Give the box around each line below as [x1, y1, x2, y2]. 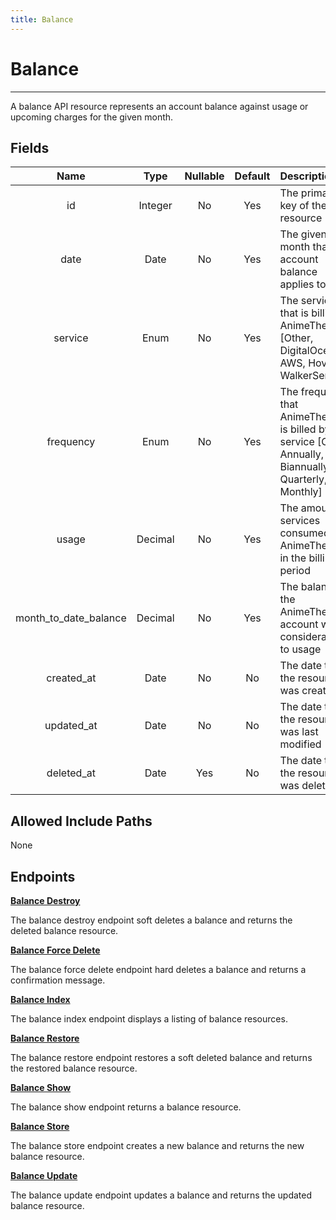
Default [234, 169, 271, 183]
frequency [46, 435, 96, 449]
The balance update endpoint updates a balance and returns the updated [10, 1189, 313, 1201]
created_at [46, 671, 97, 685]
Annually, [279, 447, 324, 461]
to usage [279, 642, 322, 656]
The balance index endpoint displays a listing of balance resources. [10, 1013, 288, 1025]
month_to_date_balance [15, 611, 127, 625]
